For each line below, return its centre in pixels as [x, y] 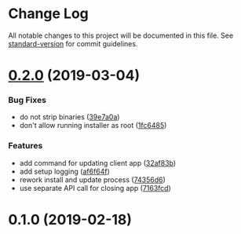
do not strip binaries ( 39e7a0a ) [69, 117]
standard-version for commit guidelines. [73, 43]
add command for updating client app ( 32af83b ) [98, 163]
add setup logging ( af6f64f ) [64, 171]
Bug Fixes [27, 101]
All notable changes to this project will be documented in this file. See [121, 35]
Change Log [48, 14]
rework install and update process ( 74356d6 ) [93, 179]
